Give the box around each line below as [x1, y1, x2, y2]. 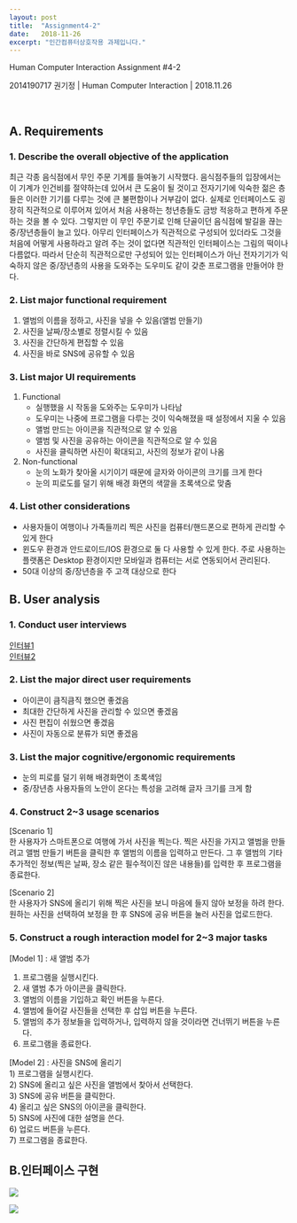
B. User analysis [9, 592, 100, 607]
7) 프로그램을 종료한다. [9, 1134, 88, 1145]
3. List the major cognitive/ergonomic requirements [9, 751, 236, 763]
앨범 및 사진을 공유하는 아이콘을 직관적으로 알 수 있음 [35, 435, 218, 446]
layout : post [9, 12, 58, 22]
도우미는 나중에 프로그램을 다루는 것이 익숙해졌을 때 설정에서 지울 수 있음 [35, 413, 286, 424]
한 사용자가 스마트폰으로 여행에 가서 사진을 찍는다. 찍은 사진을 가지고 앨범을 [9, 837, 270, 847]
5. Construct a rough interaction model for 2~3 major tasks [9, 931, 268, 944]
